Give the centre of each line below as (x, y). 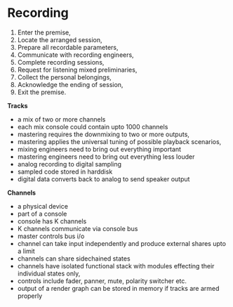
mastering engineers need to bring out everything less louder (106, 157)
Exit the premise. (42, 92)
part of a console (42, 214)
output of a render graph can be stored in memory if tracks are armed (118, 288)
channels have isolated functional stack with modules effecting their (116, 266)
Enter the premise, (44, 32)
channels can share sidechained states (74, 259)
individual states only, (49, 273)
